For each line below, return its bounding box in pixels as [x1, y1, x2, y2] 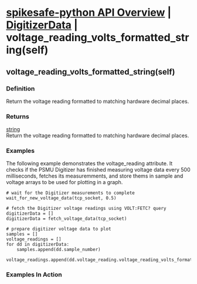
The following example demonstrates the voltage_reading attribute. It [6, 160, 173, 167]
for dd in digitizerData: [6, 242, 69, 248]
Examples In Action [6, 270, 63, 279]
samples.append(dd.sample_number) [16, 247, 101, 253]
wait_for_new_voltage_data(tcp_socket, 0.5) [6, 195, 117, 201]
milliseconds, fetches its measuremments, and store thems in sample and [6, 172, 184, 179]
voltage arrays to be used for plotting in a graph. [6, 179, 123, 186]
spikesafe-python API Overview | [6, 6, 172, 19]
